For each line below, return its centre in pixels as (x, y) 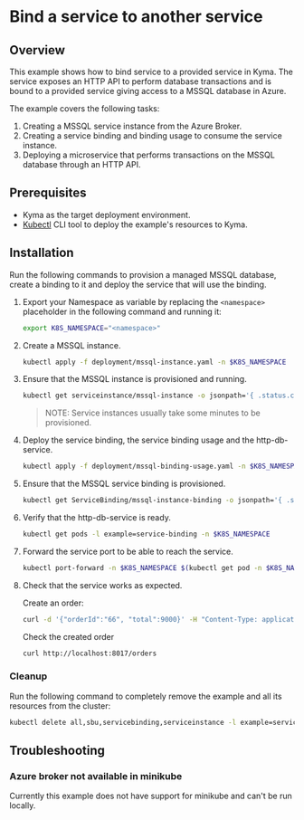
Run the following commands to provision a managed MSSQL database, (143, 274)
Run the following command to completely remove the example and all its (146, 696)
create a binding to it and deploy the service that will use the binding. (138, 284)
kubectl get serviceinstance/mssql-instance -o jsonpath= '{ (138, 396)
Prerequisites (48, 193)
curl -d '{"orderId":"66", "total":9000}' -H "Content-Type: (140, 619)
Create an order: (53, 603)
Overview (38, 50)
